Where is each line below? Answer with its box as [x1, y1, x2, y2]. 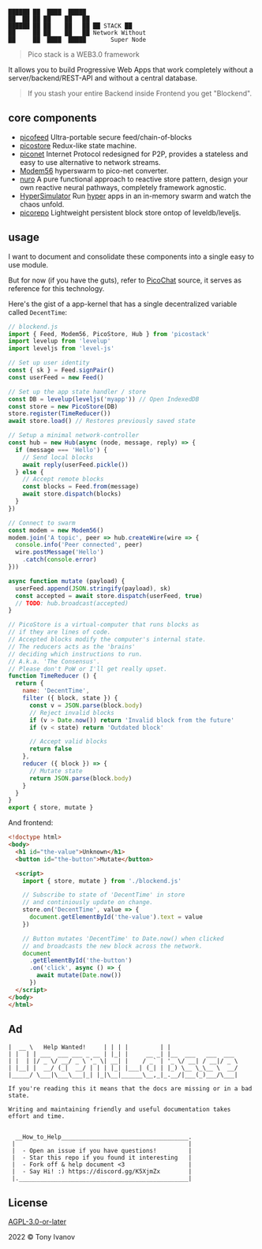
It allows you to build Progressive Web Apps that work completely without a [8, 65, 254, 74]
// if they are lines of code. [8, 628, 111, 636]
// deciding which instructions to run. [8, 650, 144, 658]
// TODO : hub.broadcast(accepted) [15, 599, 129, 608]
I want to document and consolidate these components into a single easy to [8, 252, 255, 261]
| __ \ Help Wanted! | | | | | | [8, 1043, 171, 1052]
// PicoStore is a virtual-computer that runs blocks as [8, 621, 200, 629]
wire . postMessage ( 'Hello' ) [15, 548, 104, 556]
